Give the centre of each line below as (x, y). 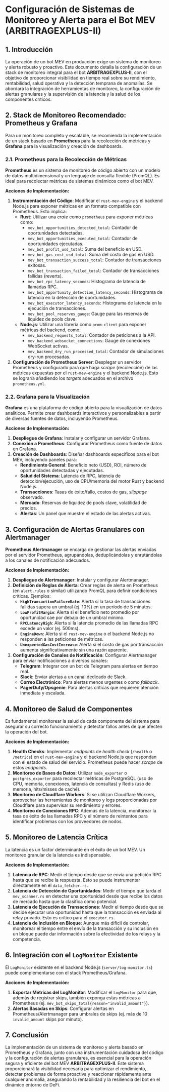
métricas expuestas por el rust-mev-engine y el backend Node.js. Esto (85, 373)
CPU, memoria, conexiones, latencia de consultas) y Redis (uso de (82, 784)
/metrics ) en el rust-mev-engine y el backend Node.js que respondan (84, 757)
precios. (29, 508)
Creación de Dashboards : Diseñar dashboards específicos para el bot (86, 454)
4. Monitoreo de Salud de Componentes (69, 709)
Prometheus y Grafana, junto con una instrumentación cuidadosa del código (84, 1052)
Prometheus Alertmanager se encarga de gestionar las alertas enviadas (81, 550)
